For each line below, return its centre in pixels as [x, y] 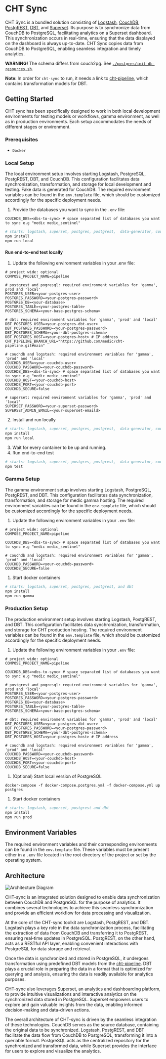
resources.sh [19, 69]
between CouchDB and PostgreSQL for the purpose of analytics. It [73, 902]
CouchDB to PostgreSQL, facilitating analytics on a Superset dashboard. [79, 33]
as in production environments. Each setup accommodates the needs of [78, 121]
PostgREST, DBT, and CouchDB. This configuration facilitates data [72, 179]
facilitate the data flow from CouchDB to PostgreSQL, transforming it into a [81, 1035]
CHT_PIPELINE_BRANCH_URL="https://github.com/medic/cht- [65, 342]
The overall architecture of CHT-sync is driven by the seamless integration [81, 1019]
